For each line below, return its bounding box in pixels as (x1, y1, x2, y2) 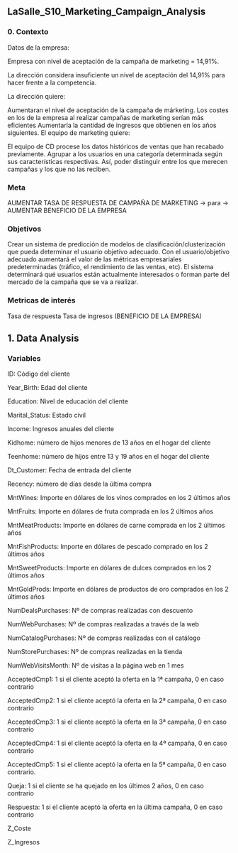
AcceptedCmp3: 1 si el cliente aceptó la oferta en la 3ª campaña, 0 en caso (7, 717, 227, 727)
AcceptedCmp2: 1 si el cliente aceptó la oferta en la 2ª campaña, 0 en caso (7, 696, 227, 705)
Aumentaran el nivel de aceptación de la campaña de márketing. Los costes (7, 106, 229, 114)
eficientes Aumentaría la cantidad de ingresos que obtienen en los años (7, 121, 217, 129)
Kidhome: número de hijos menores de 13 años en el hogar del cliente (7, 438, 211, 447)
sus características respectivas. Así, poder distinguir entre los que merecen (7, 157, 228, 165)
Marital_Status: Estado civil (7, 411, 86, 420)
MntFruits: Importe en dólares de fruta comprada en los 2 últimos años (7, 507, 214, 516)
